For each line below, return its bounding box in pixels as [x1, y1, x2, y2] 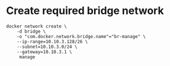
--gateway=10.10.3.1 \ [16, 48, 72, 55]
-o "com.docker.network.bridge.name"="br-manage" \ [16, 33, 146, 39]
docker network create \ [6, 23, 67, 29]
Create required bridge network [6, 4, 164, 18]
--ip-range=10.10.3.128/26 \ [16, 39, 88, 44]
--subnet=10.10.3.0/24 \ [16, 44, 78, 50]
